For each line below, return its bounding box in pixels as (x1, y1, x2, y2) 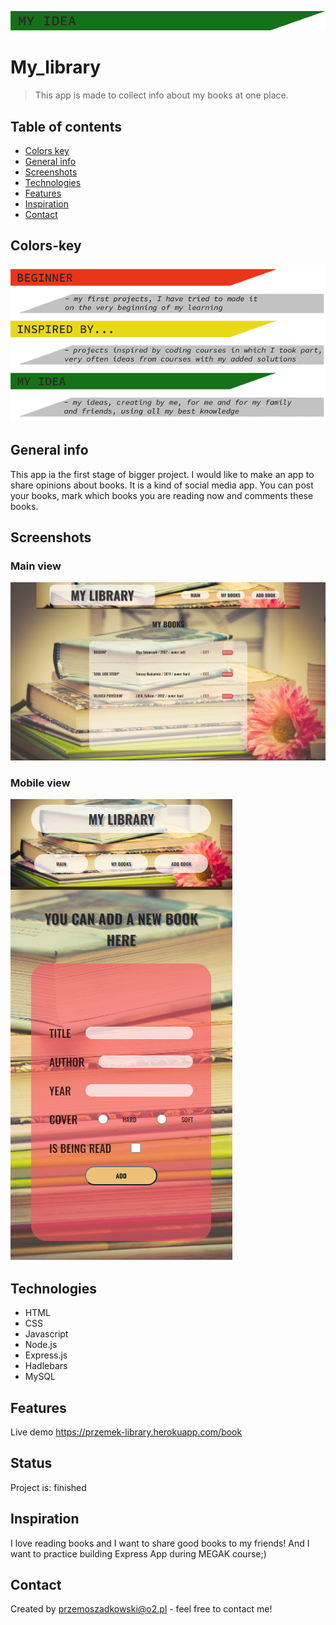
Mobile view (10, 776, 71, 790)
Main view (10, 559, 62, 573)
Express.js (24, 1349, 68, 1361)
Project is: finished (10, 1481, 87, 1493)
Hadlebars (24, 1360, 68, 1372)
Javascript (24, 1328, 69, 1340)
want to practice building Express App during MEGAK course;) (10, 1547, 267, 1560)
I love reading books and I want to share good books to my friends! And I (10, 1537, 310, 1549)
